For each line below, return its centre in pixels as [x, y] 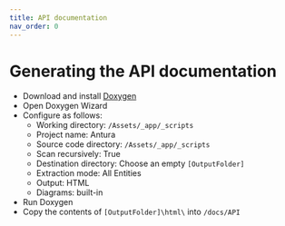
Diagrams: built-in [69, 192]
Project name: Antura [76, 135]
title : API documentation [58, 18]
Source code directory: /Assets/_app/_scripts [123, 144]
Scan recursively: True [78, 154]
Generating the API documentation [143, 71]
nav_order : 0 [34, 26]
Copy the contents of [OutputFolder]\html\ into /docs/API [131, 212]
